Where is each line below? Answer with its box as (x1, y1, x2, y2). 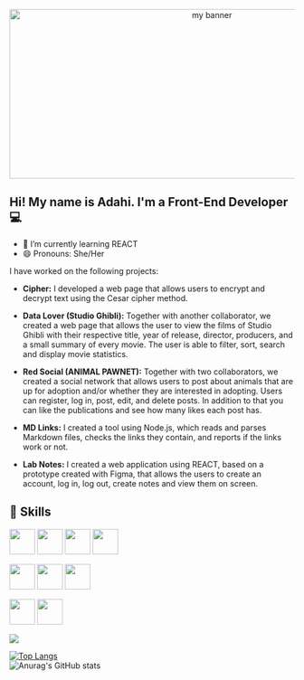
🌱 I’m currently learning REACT (22, 238, 138, 249)
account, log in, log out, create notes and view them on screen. (22, 477, 259, 488)
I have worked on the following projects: (9, 265, 159, 276)
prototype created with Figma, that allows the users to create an (22, 468, 262, 479)
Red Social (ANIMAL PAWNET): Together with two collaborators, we (22, 366, 279, 377)
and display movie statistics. (22, 348, 128, 359)
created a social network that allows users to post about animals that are (22, 375, 294, 386)
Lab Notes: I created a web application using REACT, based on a (22, 458, 264, 469)
